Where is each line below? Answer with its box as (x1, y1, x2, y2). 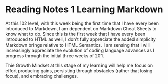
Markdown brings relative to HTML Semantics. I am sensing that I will (5, 41, 150, 48)
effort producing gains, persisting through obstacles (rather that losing (5, 67, 153, 74)
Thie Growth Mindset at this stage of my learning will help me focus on (5, 62, 153, 68)
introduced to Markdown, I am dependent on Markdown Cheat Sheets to (5, 25, 157, 31)
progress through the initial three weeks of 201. (5, 52, 104, 59)
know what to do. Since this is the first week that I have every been (5, 31, 146, 37)
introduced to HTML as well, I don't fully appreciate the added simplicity (5, 36, 156, 43)
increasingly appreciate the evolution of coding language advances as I (5, 47, 155, 53)
